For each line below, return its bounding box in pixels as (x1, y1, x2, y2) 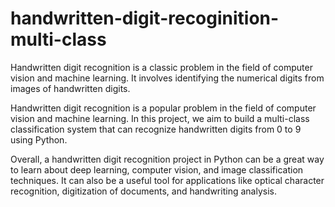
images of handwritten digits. (10, 82, 131, 94)
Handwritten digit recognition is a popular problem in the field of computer (10, 102, 317, 114)
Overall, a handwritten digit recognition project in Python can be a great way (10, 153, 325, 165)
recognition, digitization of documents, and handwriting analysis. (10, 185, 277, 197)
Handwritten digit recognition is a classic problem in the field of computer (10, 61, 313, 73)
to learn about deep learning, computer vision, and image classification (10, 163, 304, 176)
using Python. (10, 133, 68, 146)
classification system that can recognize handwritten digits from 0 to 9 (10, 123, 302, 135)
